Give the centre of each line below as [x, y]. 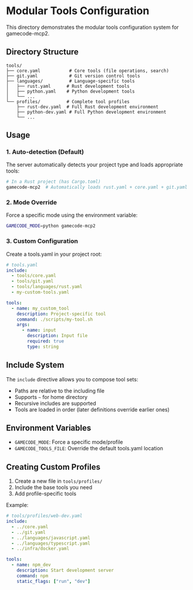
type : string [43, 347]
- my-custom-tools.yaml [40, 292]
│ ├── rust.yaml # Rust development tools [68, 86]
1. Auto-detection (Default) [45, 152]
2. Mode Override [32, 203]
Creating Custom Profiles [53, 467]
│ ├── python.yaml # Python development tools [70, 91]
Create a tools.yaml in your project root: [54, 254]
